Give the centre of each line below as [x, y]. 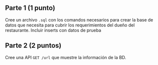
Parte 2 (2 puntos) [33, 46]
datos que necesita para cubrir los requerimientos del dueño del [70, 25]
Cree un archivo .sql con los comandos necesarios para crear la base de [79, 20]
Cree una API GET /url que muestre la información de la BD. [66, 57]
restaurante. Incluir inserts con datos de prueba [53, 30]
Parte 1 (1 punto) [30, 8]
